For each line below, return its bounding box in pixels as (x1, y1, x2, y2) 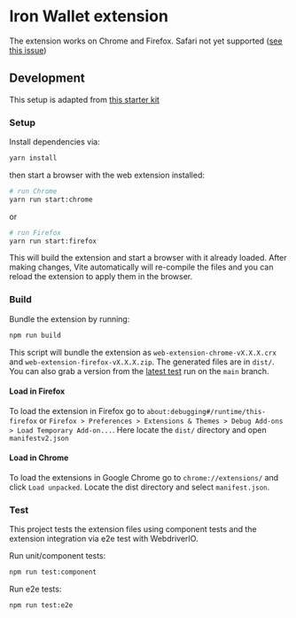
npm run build (9, 331, 62, 340)
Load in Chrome (9, 452, 69, 463)
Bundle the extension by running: (9, 313, 130, 325)
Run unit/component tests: (9, 551, 106, 561)
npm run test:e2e (9, 601, 74, 610)
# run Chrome (9, 186, 58, 196)
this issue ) (9, 44, 47, 55)
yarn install (9, 153, 58, 163)
